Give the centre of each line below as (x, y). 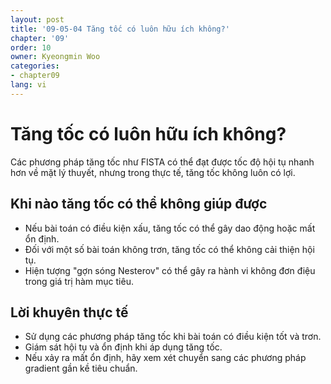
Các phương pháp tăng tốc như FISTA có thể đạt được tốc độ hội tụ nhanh (162, 162)
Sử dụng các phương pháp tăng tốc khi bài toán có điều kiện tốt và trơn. (173, 337)
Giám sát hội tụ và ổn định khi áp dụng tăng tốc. (123, 347)
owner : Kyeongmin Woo (55, 57)
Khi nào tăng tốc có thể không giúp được (139, 204)
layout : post (37, 19)
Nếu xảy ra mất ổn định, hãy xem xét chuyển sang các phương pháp (165, 358)
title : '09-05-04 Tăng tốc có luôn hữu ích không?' (120, 29)
